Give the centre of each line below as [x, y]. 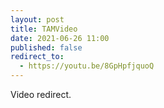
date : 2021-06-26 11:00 [60, 38]
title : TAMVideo [44, 29]
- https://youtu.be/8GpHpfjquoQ [87, 66]
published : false [46, 47]
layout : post [37, 19]
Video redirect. [41, 94]
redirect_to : [37, 57]
